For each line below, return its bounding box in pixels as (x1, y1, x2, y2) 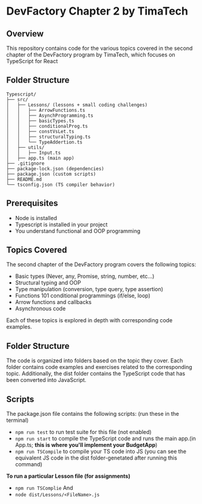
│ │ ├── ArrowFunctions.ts (6, 107, 86, 113)
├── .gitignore (6, 160, 45, 167)
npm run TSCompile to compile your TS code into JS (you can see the (15, 448, 187, 455)
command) (15, 461, 42, 468)
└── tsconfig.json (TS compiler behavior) (6, 181, 115, 188)
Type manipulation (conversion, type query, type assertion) (15, 286, 164, 293)
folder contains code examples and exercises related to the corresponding (6, 364, 192, 371)
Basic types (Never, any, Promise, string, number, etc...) (15, 272, 155, 280)
